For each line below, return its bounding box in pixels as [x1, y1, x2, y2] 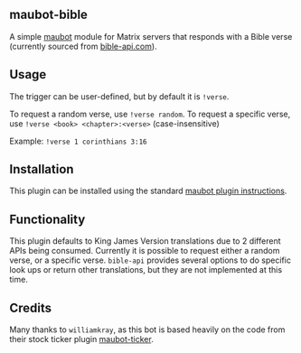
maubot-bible [9, 7, 89, 23]
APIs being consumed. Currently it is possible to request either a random [9, 246, 280, 256]
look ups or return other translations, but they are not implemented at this [9, 265, 283, 275]
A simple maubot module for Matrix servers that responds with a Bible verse [9, 31, 293, 42]
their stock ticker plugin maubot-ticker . [9, 334, 154, 345]
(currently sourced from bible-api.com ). [9, 41, 157, 51]
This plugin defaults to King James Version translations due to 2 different [9, 236, 281, 246]
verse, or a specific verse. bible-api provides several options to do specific [9, 255, 292, 265]
